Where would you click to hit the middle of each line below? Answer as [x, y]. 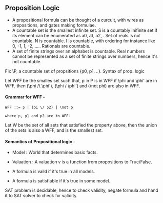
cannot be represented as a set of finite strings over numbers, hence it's [85, 56]
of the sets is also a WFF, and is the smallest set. [54, 130]
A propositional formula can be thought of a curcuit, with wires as [78, 20]
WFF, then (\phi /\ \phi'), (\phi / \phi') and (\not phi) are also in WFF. [73, 86]
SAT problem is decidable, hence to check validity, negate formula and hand [82, 190]
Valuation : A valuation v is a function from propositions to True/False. [82, 162]
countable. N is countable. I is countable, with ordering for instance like [84, 41]
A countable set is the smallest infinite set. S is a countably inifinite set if [85, 30]
